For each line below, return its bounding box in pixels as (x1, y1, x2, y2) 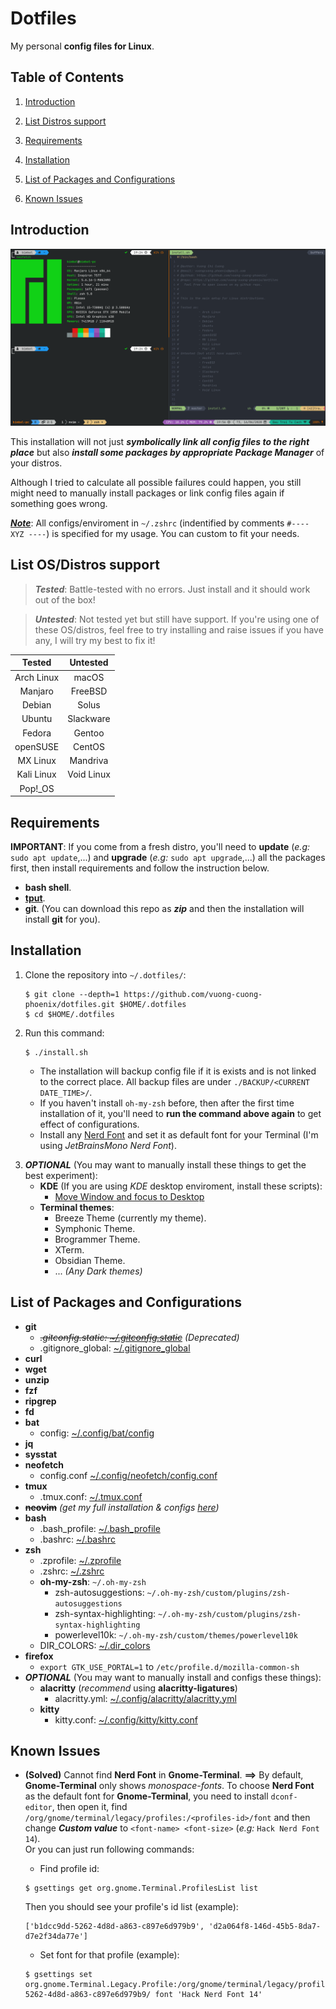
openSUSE (14, 740, 60, 752)
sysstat (24, 1448, 58, 1460)
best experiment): (24, 1169, 98, 1181)
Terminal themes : (39, 1201, 115, 1213)
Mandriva (69, 755, 109, 767)
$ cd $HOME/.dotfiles (24, 1009, 115, 1019)
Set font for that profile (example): (39, 1949, 180, 1961)
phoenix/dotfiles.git (24, 999, 115, 1009)
